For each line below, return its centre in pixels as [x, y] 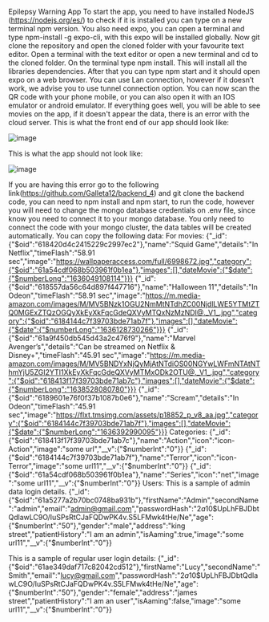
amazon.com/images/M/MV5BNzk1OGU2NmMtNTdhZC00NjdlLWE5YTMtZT [134, 304]
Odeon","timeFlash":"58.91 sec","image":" [77, 295]
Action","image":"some [46, 449]
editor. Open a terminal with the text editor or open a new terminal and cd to [133, 54]
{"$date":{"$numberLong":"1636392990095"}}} [88, 432]
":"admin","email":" [40, 508]
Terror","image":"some [46, 466]
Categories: [189, 432]
